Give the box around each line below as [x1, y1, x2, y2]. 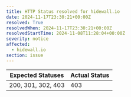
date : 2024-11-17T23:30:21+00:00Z [6, 14, 91, 20]
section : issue [6, 52, 44, 58]
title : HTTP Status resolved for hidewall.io [6, 8, 120, 15]
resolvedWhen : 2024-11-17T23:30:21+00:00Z [6, 25, 112, 31]
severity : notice [6, 36, 49, 42]
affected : [6, 42, 31, 48]
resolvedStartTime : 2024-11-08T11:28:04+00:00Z [6, 31, 126, 36]
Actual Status [70, 71, 110, 79]
